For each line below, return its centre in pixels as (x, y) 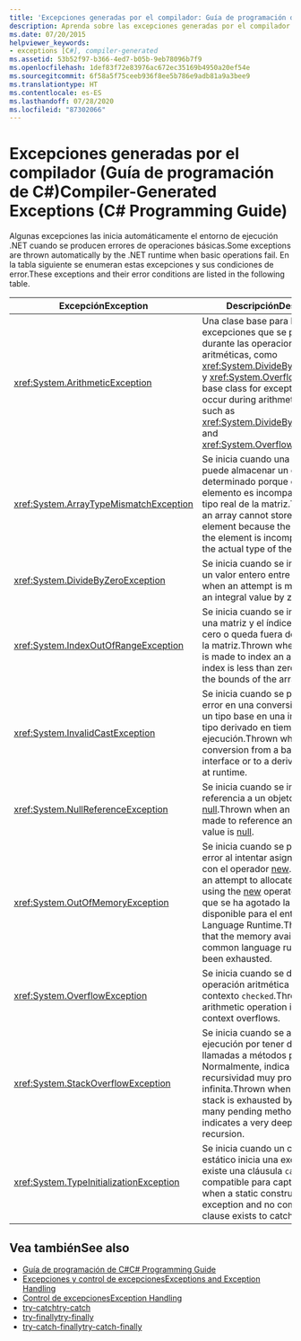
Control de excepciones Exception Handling (102, 1298)
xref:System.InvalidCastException (85, 733)
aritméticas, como (240, 355)
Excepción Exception (103, 306)
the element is (232, 538)
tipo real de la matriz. (246, 504)
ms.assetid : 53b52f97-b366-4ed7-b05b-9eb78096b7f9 (106, 59)
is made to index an (243, 657)
